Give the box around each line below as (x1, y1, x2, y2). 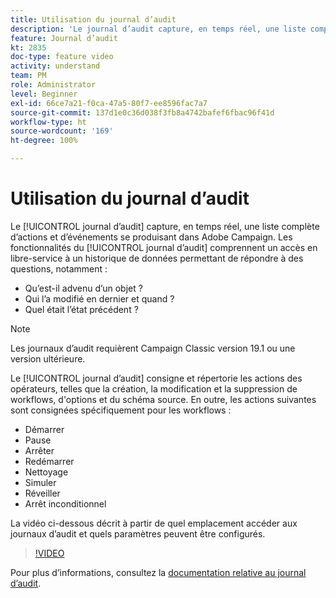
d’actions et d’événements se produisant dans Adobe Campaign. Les (10, 231, 293, 243)
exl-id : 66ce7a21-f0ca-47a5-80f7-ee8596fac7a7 (10, 98, 208, 108)
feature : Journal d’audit (10, 33, 118, 43)
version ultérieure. (10, 352, 86, 365)
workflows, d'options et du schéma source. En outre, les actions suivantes (10, 393, 317, 405)
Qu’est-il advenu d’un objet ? (24, 282, 143, 294)
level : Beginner (10, 89, 78, 99)
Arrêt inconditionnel (24, 497, 107, 510)
